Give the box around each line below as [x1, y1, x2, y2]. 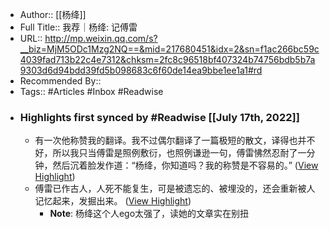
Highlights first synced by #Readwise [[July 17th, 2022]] [19, 110, 300, 124]
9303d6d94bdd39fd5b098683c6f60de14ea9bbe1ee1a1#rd [19, 64, 263, 76]
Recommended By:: [19, 75, 102, 87]
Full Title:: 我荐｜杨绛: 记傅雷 [19, 21, 138, 33]
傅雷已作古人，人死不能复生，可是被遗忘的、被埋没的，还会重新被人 [34, 183, 316, 195]
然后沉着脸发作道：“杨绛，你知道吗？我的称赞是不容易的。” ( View [52, 159, 319, 172]
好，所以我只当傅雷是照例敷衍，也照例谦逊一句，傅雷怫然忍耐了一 [34, 147, 307, 159]
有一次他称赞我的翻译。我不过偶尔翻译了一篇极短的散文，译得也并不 [34, 134, 316, 147]
